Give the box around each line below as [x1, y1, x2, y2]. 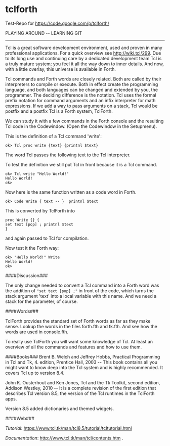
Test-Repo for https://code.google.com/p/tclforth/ [5, 20, 110, 26]
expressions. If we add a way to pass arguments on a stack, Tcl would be [5, 103, 158, 109]
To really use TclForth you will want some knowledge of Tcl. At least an [5, 338, 153, 344]
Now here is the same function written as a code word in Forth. [5, 189, 137, 195]
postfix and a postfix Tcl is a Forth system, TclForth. [5, 108, 113, 114]
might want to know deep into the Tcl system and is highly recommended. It [5, 364, 163, 370]
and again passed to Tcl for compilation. [5, 235, 89, 241]
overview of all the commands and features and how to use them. [5, 344, 142, 350]
